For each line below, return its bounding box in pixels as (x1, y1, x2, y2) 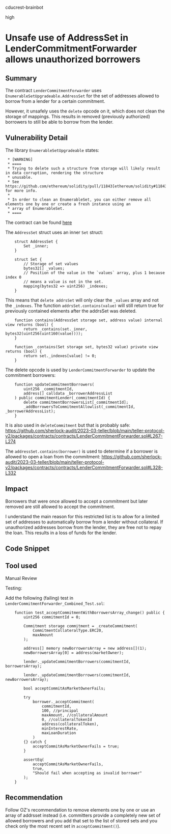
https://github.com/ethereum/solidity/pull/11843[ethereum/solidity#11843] (5, 183, 169, 189)
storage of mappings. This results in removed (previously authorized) (5, 114, 150, 119)
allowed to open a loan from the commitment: (5, 453, 101, 460)
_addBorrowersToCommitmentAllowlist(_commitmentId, (23, 404, 136, 409)
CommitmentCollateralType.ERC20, (32, 628, 103, 633)
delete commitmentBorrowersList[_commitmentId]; (23, 400, 129, 405)
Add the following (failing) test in (5, 595, 74, 601)
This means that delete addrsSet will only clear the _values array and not (5, 297, 159, 303)
